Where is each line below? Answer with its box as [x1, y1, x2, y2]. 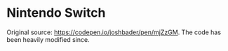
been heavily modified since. [6, 35, 90, 43]
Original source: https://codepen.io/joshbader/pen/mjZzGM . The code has [6, 28, 222, 36]
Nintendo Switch [6, 5, 106, 21]
